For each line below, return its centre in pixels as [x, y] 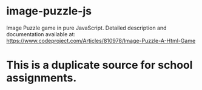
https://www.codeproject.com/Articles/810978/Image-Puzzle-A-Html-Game [101, 40]
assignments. [42, 78]
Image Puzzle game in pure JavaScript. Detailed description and [86, 28]
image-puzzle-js [49, 11]
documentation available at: [41, 34]
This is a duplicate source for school [99, 65]
